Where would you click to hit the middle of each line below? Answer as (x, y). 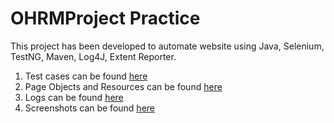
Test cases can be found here (86, 76)
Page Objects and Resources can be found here (123, 86)
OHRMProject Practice (105, 18)
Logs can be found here (74, 97)
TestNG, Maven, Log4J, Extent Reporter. (93, 56)
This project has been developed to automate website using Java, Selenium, (167, 46)
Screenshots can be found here (89, 108)
